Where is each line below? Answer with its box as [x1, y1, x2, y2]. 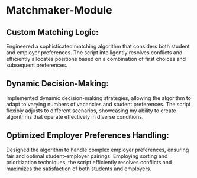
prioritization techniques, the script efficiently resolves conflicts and [6, 158, 172, 166]
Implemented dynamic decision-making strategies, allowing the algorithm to [6, 94, 191, 101]
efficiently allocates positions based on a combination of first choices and [6, 56, 186, 62]
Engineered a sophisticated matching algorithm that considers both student [6, 43, 190, 50]
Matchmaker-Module [6, 4, 112, 17]
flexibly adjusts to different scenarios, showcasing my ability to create [6, 107, 176, 114]
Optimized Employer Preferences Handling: [6, 131, 170, 141]
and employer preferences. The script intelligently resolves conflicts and [6, 49, 183, 56]
